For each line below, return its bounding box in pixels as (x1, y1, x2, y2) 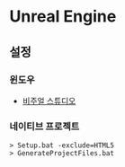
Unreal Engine (9, 6, 117, 27)
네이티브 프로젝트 (9, 119, 80, 132)
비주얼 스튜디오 (22, 95, 76, 106)
